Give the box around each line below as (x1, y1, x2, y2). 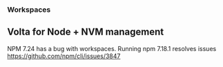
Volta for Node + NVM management (7, 26, 164, 38)
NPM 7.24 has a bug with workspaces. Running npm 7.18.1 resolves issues (7, 44, 217, 52)
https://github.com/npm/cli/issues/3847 (7, 52, 121, 60)
